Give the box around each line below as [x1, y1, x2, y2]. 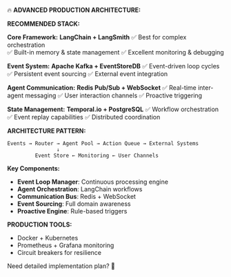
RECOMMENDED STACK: [7, 20, 81, 28]
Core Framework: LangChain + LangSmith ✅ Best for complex [7, 33, 187, 41]
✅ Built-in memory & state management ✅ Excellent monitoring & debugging [7, 48, 224, 56]
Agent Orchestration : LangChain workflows [17, 185, 143, 193]
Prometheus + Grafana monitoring [17, 241, 114, 249]
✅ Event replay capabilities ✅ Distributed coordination [7, 113, 161, 121]
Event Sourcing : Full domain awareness [17, 200, 131, 208]
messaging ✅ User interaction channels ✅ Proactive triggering [25, 91, 202, 99]
